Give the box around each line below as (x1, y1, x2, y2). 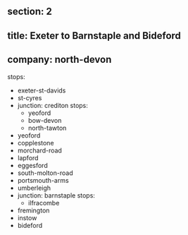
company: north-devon (7, 54, 112, 66)
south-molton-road (17, 169, 73, 177)
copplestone (17, 138, 54, 147)
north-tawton (27, 123, 67, 132)
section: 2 (7, 6, 53, 18)
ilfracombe (27, 198, 60, 207)
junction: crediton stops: (17, 101, 88, 109)
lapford (17, 153, 39, 162)
